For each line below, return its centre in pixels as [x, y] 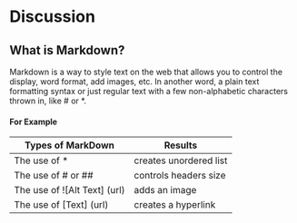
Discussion [52, 17]
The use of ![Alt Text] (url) [69, 190]
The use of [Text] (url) [61, 205]
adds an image [165, 190]
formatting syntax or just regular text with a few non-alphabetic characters [149, 91]
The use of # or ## [54, 176]
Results [181, 145]
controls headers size [180, 176]
